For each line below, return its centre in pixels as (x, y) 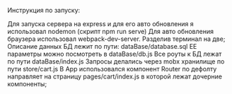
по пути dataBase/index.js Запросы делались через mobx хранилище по (116, 61)
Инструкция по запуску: (44, 10)
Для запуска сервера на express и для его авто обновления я (101, 24)
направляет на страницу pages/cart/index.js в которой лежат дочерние (115, 76)
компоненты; (27, 84)
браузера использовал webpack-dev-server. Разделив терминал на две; (116, 39)
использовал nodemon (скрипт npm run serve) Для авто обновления (111, 31)
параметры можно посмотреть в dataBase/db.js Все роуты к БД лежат (115, 54)
